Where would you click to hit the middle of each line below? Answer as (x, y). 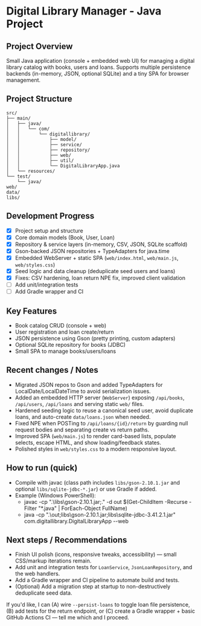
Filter (30, 508)
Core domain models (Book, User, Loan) (65, 237)
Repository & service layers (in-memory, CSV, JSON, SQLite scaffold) (101, 244)
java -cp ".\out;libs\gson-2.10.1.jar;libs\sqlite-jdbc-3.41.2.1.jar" (100, 514)
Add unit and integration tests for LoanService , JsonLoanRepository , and (104, 567)
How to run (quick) (42, 468)
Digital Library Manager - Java (84, 11)
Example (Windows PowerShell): (56, 495)
